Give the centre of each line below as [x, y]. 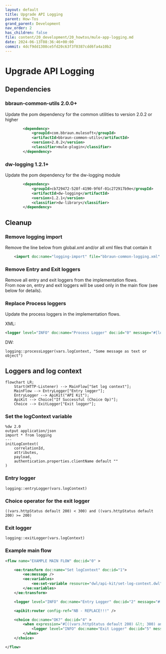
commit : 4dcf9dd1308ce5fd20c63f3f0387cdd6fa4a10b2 [58, 47]
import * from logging [28, 436]
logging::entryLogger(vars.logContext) [46, 489]
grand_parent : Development [33, 24]
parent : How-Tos [22, 19]
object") [14, 356]
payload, [23, 457]
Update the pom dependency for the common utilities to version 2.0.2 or [79, 114]
